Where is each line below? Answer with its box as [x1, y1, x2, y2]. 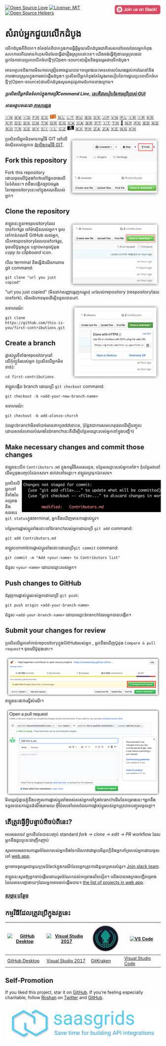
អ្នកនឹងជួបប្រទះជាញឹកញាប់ [5, 837, 49, 843]
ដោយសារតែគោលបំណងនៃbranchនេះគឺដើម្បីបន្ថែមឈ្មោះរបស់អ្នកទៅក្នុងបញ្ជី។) [5, 428, 134, 434]
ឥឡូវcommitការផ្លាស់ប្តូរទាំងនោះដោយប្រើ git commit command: [5, 545, 119, 551]
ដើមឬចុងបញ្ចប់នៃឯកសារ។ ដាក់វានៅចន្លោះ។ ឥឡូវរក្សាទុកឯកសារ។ [5, 470, 112, 476]
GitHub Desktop [7, 958, 40, 964]
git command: [5, 265, 34, 271]
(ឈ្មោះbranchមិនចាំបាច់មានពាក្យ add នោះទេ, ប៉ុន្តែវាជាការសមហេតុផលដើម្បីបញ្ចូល [5, 422, 142, 428]
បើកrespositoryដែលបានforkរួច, [5, 238, 63, 244]
